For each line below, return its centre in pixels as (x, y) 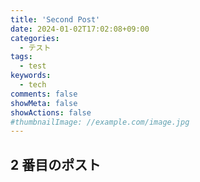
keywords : (31, 76)
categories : (35, 38)
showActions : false (51, 112)
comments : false (44, 94)
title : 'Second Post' (55, 19)
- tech (33, 85)
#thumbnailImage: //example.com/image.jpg (100, 122)
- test (33, 66)
